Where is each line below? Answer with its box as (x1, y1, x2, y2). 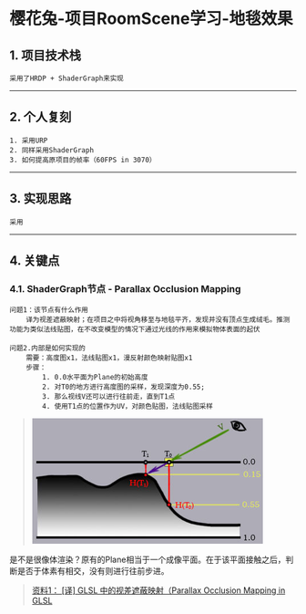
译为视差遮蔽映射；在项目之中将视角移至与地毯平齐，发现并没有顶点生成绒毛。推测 (25, 316, 291, 325)
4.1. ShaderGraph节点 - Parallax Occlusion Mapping (9, 282, 241, 295)
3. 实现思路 (9, 191, 72, 206)
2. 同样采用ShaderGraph (9, 145, 94, 155)
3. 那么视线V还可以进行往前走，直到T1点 (42, 392, 176, 401)
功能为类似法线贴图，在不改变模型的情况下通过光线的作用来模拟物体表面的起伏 (9, 325, 260, 334)
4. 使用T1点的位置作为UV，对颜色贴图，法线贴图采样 (42, 402, 214, 411)
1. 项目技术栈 (9, 47, 82, 63)
